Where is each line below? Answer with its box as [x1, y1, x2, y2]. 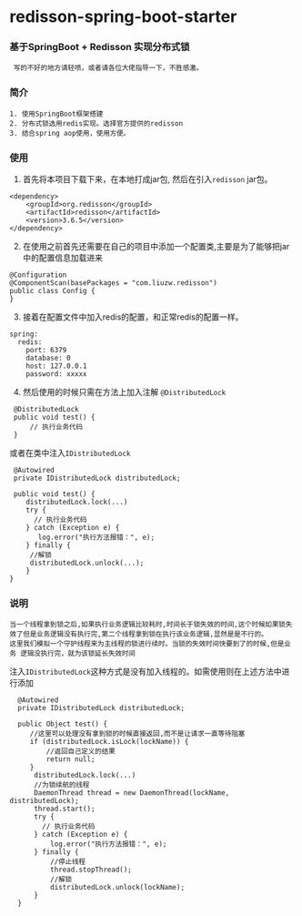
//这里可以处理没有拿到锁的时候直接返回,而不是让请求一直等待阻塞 [29, 729, 246, 738]
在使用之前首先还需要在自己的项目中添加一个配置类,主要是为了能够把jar [22, 241, 290, 252]
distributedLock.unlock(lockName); [49, 883, 185, 892]
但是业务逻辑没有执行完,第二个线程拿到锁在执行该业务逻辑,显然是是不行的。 [22, 630, 268, 639]
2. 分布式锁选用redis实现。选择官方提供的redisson [9, 118, 184, 128]
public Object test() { [17, 719, 107, 729]
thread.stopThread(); [49, 865, 132, 875]
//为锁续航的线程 [33, 780, 90, 789]
